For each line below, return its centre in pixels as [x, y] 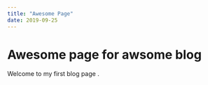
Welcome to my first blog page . [53, 74]
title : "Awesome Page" [40, 14]
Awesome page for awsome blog [104, 55]
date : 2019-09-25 [33, 20]
